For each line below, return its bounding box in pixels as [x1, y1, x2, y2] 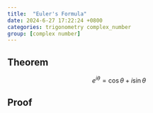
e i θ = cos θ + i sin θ [91, 75, 147, 85]
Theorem [7, 56, 49, 68]
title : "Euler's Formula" [7, 10, 87, 18]
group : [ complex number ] [7, 30, 81, 37]
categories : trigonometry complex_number [7, 23, 132, 30]
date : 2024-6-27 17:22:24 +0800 [7, 17, 103, 24]
